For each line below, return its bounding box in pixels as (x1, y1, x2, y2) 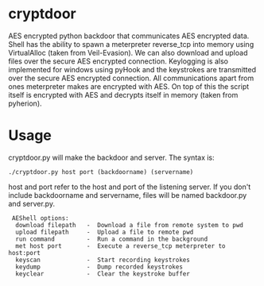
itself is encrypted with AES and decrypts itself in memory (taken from (8, 90, 239, 99)
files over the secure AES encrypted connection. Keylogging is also (8, 56, 229, 66)
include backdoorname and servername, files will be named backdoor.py (8, 190, 247, 199)
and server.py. (8, 199, 56, 208)
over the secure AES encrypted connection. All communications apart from (8, 73, 254, 83)
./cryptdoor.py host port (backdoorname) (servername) (8, 168, 194, 176)
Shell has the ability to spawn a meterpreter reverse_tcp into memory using (8, 39, 254, 48)
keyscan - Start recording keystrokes (15, 256, 191, 264)
